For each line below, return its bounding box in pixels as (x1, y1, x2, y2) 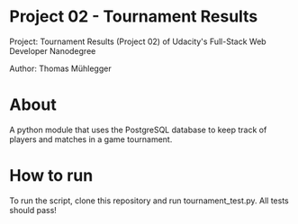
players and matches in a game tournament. (9, 133, 173, 145)
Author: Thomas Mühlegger (9, 63, 112, 74)
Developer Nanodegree (9, 45, 96, 56)
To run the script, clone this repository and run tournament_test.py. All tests (9, 195, 290, 206)
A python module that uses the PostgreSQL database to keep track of (9, 124, 267, 135)
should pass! (9, 204, 57, 215)
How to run (9, 166, 94, 186)
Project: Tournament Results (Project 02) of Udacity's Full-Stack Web (9, 36, 267, 47)
